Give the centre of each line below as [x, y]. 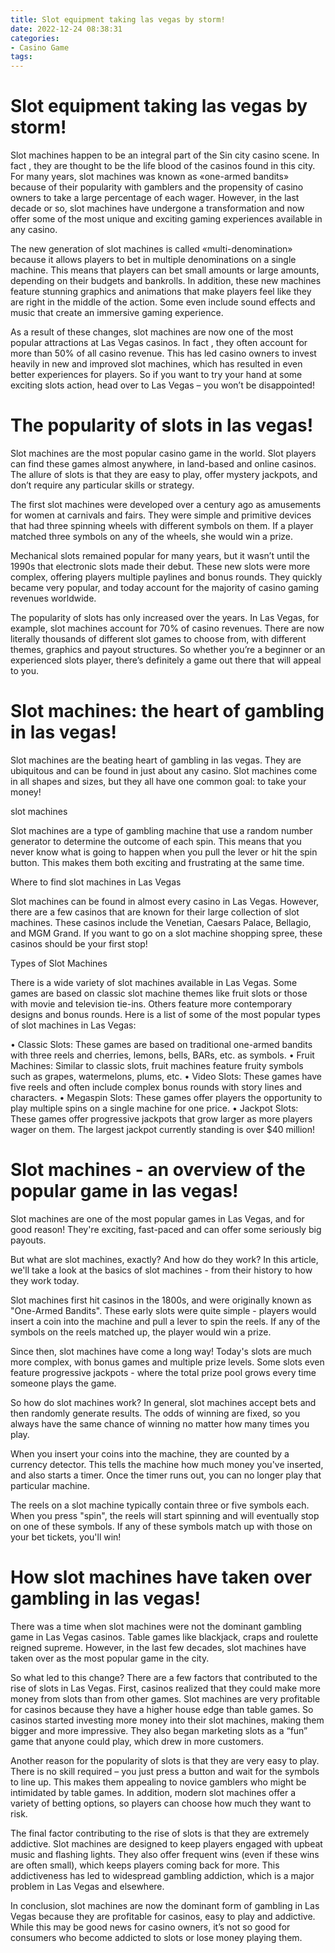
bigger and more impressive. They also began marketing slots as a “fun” [159, 1730]
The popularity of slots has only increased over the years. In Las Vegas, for [165, 617]
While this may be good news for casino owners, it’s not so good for [150, 1927]
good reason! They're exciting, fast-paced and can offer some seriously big [166, 1229]
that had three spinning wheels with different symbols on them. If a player [162, 525]
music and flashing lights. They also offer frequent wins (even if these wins [165, 1854]
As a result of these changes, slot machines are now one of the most [152, 332]
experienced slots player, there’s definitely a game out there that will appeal [166, 660]
